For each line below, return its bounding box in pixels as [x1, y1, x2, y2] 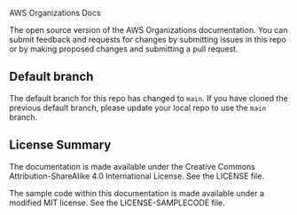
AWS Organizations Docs [9, 8, 101, 18]
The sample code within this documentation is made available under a [9, 187, 264, 198]
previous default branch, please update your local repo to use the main [9, 102, 267, 113]
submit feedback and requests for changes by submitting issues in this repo [9, 35, 286, 44]
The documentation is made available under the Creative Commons [9, 161, 255, 171]
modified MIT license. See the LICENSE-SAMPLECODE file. [9, 197, 225, 208]
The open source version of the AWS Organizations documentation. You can [9, 25, 288, 35]
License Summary [9, 138, 112, 153]
